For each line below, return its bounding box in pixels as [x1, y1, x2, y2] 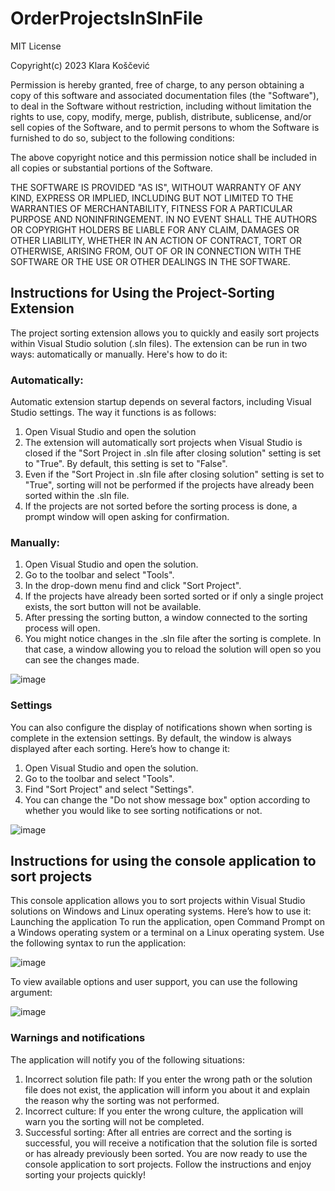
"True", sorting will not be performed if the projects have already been [24, 479, 315, 491]
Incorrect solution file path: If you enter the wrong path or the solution [24, 1073, 313, 1085]
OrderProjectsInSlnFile [10, 7, 203, 30]
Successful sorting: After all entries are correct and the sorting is [24, 1126, 292, 1138]
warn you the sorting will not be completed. [24, 1115, 205, 1127]
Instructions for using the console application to [10, 853, 317, 870]
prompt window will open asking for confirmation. [24, 511, 230, 523]
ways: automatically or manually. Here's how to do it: [10, 348, 228, 360]
